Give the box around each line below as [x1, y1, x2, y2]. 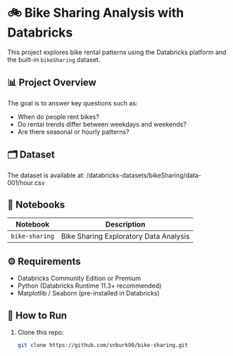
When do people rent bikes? [17, 113, 100, 121]
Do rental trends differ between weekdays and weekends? [17, 120, 187, 128]
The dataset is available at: [7, 171, 85, 179]
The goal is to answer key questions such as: [7, 98, 138, 107]
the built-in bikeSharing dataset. [7, 55, 101, 63]
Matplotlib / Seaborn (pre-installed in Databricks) [17, 289, 160, 298]
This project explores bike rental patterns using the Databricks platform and [7, 48, 227, 56]
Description [105, 220, 146, 229]
